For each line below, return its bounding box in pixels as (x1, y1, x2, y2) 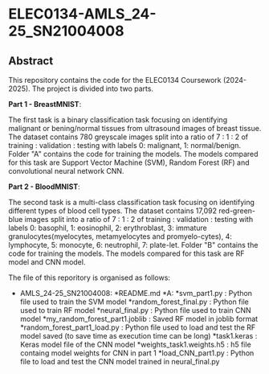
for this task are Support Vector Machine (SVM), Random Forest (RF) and (8, 158, 251, 167)
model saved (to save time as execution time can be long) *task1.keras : (19, 331, 258, 340)
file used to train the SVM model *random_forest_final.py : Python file (19, 297, 249, 306)
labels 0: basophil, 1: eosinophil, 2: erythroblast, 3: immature (8, 223, 207, 232)
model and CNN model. (8, 257, 86, 266)
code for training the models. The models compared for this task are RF (8, 249, 245, 258)
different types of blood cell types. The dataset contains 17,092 (8, 206, 217, 216)
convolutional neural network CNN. (8, 166, 124, 175)
